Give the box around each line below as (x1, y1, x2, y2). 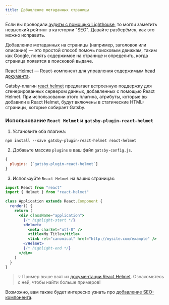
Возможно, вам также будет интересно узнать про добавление (5, 289, 142, 295)
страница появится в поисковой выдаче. (5, 58, 93, 64)
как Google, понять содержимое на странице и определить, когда (5, 53, 148, 59)
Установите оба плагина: (12, 128, 67, 134)
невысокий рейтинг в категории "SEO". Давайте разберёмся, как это (5, 26, 155, 33)
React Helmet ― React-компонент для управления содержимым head (5, 68, 155, 74)
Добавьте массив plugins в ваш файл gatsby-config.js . (12, 147, 133, 153)
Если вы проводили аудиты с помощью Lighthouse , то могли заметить (5, 21, 157, 27)
